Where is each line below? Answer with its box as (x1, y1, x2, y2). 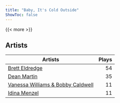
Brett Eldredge (8, 65, 43, 72)
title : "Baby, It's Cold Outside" (5, 7, 79, 13)
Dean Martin (8, 73, 38, 80)
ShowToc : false (5, 12, 38, 17)
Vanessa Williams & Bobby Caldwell (8, 81, 94, 88)
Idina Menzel (8, 90, 39, 97)
